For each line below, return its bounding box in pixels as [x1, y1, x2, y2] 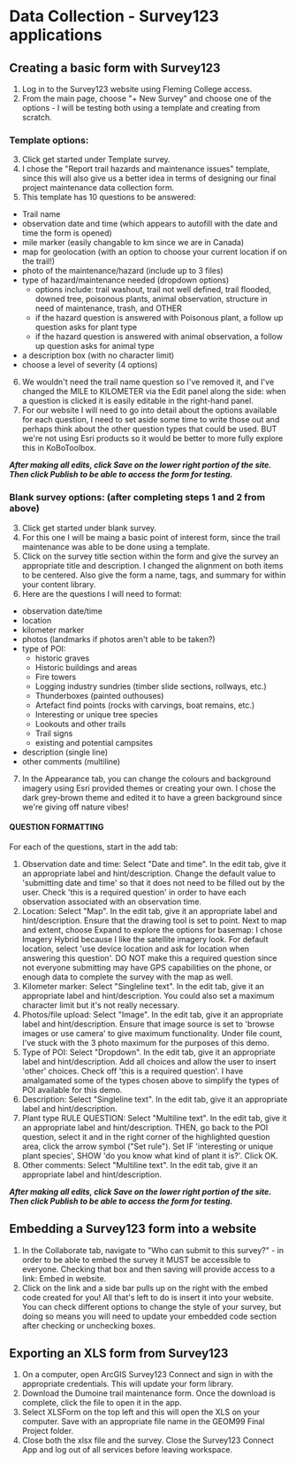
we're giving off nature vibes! [21, 802, 130, 812]
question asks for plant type [34, 321, 138, 333]
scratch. [21, 112, 53, 122]
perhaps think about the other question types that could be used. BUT [21, 423, 277, 435]
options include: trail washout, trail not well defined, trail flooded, [34, 284, 272, 295]
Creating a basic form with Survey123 [9, 60, 221, 75]
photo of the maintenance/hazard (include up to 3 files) [21, 266, 224, 276]
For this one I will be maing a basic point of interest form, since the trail [21, 531, 281, 542]
